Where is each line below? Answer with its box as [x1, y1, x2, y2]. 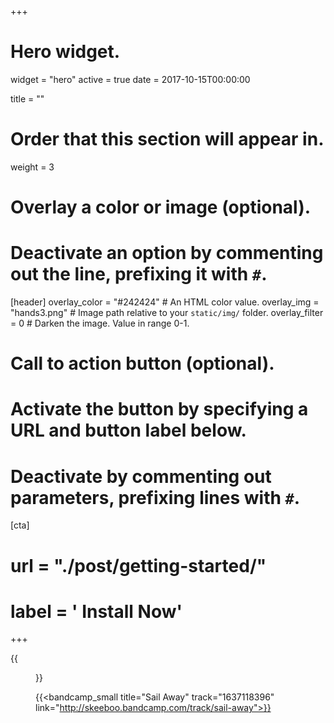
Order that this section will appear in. [10, 128, 325, 151]
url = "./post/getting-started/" [10, 554, 267, 577]
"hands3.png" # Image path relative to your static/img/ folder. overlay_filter [10, 307, 324, 318]
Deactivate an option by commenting [10, 242, 324, 265]
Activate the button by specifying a [10, 398, 309, 421]
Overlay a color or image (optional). [10, 196, 312, 219]
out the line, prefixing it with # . [10, 263, 268, 286]
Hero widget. [10, 41, 121, 63]
